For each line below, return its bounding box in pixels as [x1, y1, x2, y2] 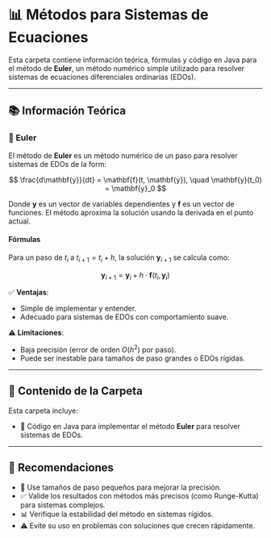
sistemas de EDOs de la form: [8, 159, 107, 169]
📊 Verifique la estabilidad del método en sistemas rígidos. [19, 509, 214, 519]
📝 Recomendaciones [8, 461, 115, 475]
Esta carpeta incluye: [8, 406, 79, 415]
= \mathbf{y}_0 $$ [104, 183, 167, 193]
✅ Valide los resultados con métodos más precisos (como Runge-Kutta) [19, 490, 260, 500]
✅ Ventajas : [8, 287, 49, 298]
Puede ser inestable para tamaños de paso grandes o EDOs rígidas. [19, 353, 246, 363]
